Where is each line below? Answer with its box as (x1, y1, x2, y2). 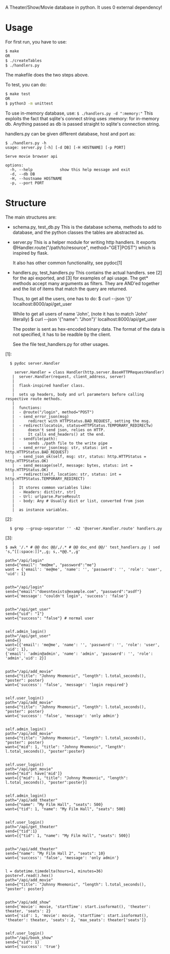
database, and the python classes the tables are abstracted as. (12, 229, 145, 235)
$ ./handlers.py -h (5, 140, 47, 146)
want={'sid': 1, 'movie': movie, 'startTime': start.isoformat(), (5, 913, 149, 918)
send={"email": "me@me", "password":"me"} (5, 562, 96, 568)
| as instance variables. (12, 507, 70, 512)
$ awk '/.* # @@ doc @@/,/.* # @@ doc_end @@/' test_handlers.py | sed (5, 545, 160, 550)
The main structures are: (5, 214, 57, 220)
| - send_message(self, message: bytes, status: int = (12, 463, 133, 468)
